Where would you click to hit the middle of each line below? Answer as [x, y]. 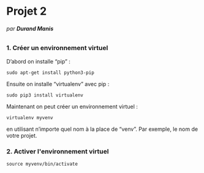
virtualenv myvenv [30, 117]
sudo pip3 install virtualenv [45, 95]
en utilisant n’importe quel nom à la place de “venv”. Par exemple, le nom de [102, 129]
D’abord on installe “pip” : [38, 61]
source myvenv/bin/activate [42, 164]
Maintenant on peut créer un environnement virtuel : [72, 106]
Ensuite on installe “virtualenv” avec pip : [58, 84]
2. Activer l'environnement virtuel [58, 151]
